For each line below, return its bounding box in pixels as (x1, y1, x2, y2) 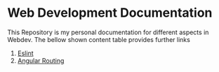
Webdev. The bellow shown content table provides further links (7, 35, 191, 43)
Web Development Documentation (7, 5, 213, 21)
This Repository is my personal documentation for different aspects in (7, 28, 209, 36)
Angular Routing (17, 56, 65, 64)
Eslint (17, 49, 34, 57)
